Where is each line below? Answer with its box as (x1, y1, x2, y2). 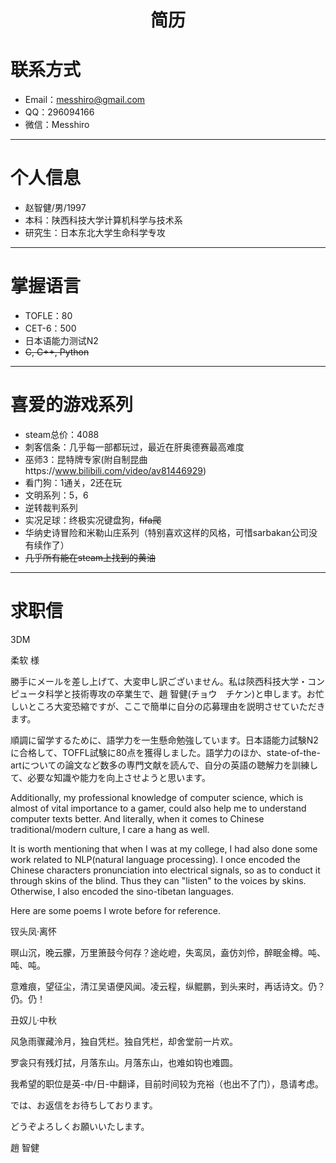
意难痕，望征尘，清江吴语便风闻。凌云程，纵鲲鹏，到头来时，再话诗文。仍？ (10, 980, 326, 992)
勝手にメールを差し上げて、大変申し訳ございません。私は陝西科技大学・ (10, 675, 308, 687)
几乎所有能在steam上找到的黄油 (24, 551, 157, 563)
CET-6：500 (24, 322, 77, 334)
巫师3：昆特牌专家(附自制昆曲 (24, 453, 148, 465)
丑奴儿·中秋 (10, 1014, 58, 1026)
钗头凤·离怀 (10, 925, 58, 937)
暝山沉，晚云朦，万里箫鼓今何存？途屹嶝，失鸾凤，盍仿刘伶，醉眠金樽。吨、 (10, 946, 326, 958)
